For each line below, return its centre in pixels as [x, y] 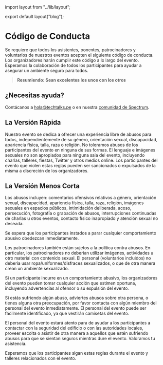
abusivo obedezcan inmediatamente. [42, 238]
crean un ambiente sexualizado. [37, 269]
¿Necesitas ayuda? [35, 96]
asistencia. [16, 344]
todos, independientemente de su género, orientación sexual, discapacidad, [81, 139]
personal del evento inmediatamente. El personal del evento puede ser [76, 308]
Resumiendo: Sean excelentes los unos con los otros [71, 80]
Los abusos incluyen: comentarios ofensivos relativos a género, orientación [81, 198]
